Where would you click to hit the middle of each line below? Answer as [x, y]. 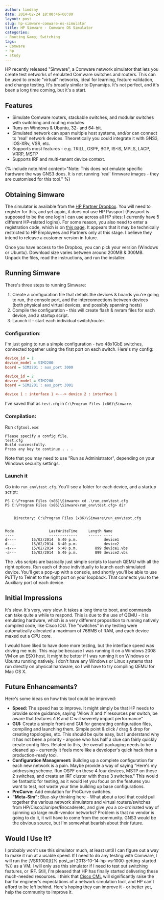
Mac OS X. [16, 672]
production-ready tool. [35, 755]
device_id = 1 [20, 358]
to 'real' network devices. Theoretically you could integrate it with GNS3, [85, 139]
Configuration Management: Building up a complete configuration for [83, 760]
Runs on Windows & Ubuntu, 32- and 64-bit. [57, 128]
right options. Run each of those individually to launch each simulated [75, 567]
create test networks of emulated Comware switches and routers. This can [80, 75]
